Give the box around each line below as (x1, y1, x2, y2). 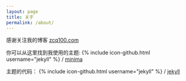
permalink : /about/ (6, 20, 54, 25)
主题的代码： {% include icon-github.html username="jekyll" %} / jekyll (6, 68, 180, 75)
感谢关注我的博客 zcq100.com (6, 37, 79, 44)
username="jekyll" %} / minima (6, 56, 83, 63)
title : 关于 (6, 14, 34, 20)
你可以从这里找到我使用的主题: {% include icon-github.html (6, 49, 150, 56)
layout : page (6, 8, 39, 15)
